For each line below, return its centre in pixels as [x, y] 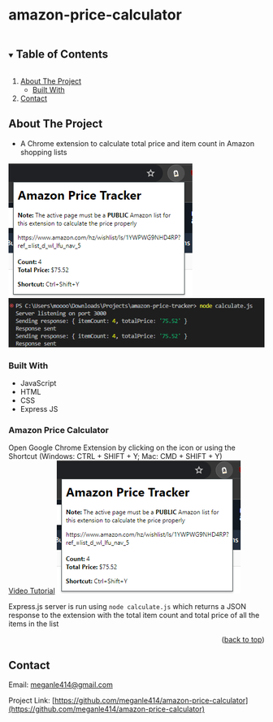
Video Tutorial [32, 591]
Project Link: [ [32, 701]
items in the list [34, 624]
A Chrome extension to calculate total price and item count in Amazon [137, 143]
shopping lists [43, 152]
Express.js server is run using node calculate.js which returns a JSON [127, 607]
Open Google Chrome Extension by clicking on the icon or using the [122, 447]
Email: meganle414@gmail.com [61, 685]
